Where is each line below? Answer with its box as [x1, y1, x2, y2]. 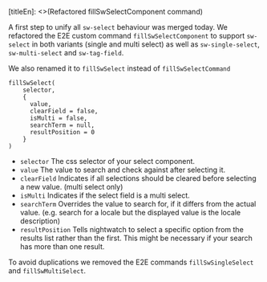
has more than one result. [19, 242, 105, 251]
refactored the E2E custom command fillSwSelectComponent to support [8, 31, 245, 40]
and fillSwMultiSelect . [8, 266, 87, 276]
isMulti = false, [29, 114, 88, 122]
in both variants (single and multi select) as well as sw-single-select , [31, 39, 261, 49]
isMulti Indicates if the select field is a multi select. [19, 190, 190, 200]
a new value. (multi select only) [19, 182, 123, 191]
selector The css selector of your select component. [19, 157, 195, 166]
